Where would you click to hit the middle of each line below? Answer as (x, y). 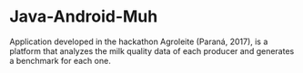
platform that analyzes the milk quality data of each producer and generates (152, 50)
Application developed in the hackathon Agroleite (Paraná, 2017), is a (139, 41)
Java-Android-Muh (84, 17)
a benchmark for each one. (60, 60)
